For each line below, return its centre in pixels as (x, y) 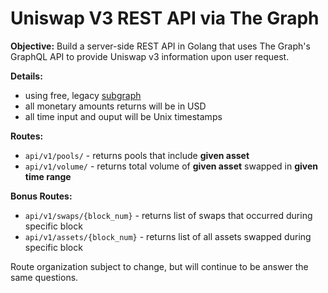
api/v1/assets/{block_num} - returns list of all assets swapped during (168, 236)
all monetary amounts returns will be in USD (115, 106)
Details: (26, 76)
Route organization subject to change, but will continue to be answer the (159, 266)
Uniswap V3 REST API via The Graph (165, 18)
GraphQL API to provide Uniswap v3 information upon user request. (150, 56)
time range (48, 176)
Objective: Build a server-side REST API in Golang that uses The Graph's (160, 46)
